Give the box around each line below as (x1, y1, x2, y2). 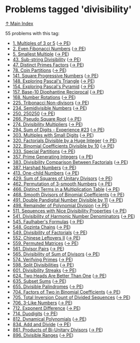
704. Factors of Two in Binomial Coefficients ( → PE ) (12, 289, 121, 295)
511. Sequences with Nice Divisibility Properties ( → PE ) (12, 208, 127, 214)
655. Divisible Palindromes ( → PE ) (12, 283, 84, 290)
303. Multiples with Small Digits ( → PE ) (12, 132, 94, 138)
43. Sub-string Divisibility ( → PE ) (12, 56, 81, 62)
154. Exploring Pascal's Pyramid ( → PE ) (12, 83, 95, 90)
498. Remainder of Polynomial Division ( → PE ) (12, 202, 110, 208)
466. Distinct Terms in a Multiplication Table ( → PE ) (12, 186, 120, 192)
